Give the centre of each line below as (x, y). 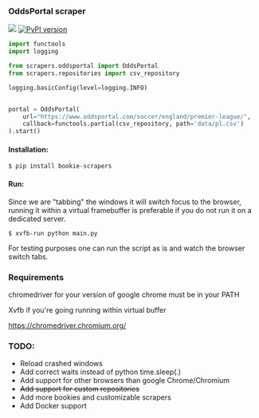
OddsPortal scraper (47, 11)
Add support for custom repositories (79, 389)
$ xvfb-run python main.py (53, 233)
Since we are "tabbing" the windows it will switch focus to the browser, (125, 202)
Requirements (36, 277)
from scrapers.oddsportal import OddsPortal (83, 66)
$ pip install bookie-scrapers (60, 166)
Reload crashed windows (61, 364)
